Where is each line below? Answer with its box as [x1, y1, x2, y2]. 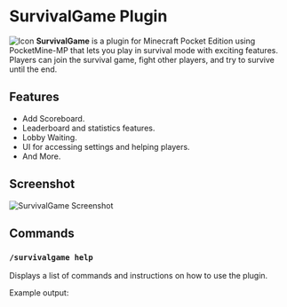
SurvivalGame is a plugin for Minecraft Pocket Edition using [36, 35, 256, 46]
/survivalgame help [9, 252, 93, 263]
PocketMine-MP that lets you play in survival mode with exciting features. [9, 44, 278, 55]
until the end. [9, 64, 58, 75]
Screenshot [9, 177, 76, 192]
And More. [21, 151, 61, 161]
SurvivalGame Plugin [9, 6, 168, 27]
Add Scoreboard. [21, 113, 85, 123]
